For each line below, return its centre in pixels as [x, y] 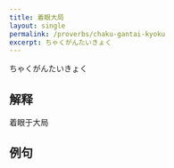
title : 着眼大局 [37, 17]
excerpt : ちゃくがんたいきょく [61, 42]
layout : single [37, 26]
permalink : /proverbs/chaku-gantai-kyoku [87, 34]
